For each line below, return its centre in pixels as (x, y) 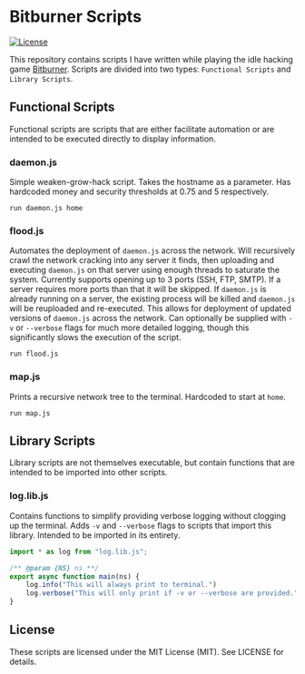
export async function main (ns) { (75, 576)
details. (23, 661)
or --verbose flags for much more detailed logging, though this (133, 327)
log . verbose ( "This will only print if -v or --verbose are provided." (162, 593)
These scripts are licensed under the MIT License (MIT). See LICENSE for (147, 651)
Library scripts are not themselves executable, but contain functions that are (152, 463)
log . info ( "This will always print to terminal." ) (122, 585)
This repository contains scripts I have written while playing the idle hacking (151, 59)
